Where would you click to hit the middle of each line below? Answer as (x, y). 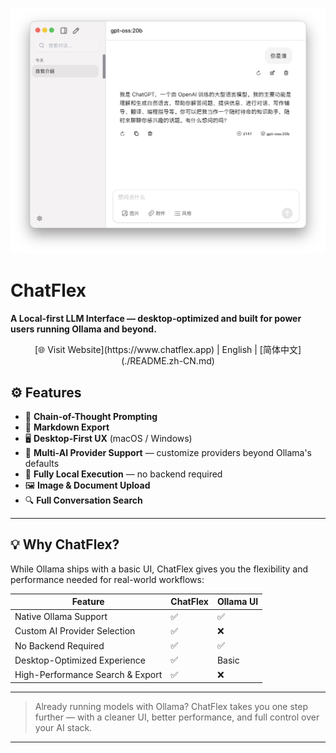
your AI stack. (63, 728)
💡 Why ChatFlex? (65, 544)
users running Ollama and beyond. (83, 329)
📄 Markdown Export (67, 427)
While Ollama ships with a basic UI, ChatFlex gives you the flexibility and (159, 569)
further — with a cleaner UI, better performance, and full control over (177, 717)
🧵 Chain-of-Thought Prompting (91, 416)
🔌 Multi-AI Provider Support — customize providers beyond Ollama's (168, 452)
